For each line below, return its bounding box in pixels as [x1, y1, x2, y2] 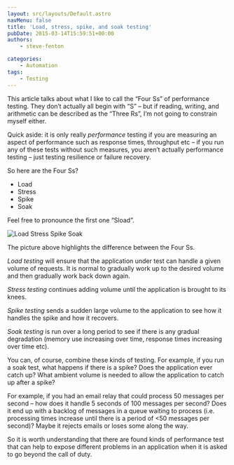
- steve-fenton [20, 43, 64, 50]
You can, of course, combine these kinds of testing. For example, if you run [7, 356, 224, 364]
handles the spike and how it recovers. [7, 314, 119, 322]
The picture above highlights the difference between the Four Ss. [7, 243, 195, 251]
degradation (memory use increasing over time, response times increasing [7, 335, 223, 343]
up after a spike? [7, 378, 56, 386]
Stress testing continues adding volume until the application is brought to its [7, 285, 226, 293]
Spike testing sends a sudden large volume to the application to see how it [7, 306, 222, 314]
